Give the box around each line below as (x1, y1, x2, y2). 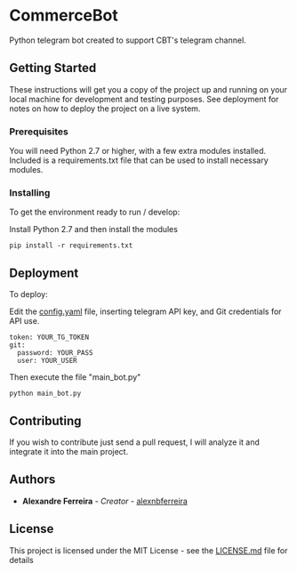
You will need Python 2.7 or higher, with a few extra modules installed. (9, 146, 267, 157)
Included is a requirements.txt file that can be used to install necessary (9, 155, 269, 165)
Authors (9, 472, 56, 487)
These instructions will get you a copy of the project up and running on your (9, 84, 287, 94)
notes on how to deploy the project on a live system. (9, 103, 201, 114)
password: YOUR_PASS (17, 349, 93, 358)
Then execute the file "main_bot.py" (9, 372, 141, 383)
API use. (9, 316, 40, 326)
